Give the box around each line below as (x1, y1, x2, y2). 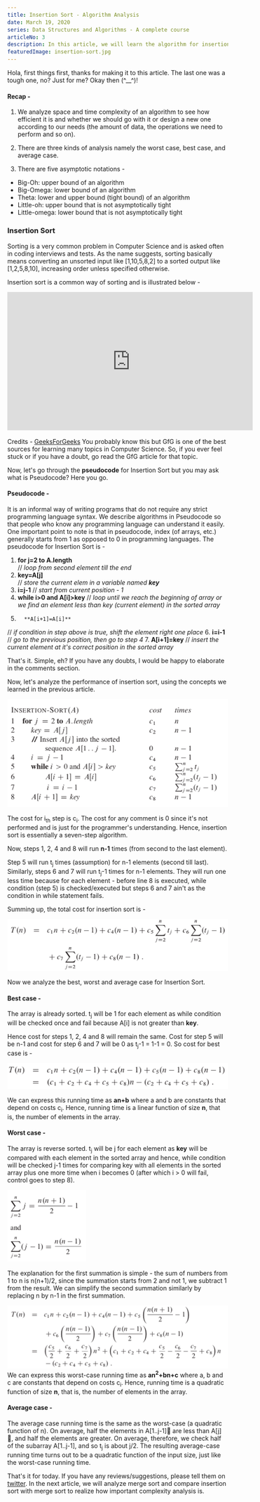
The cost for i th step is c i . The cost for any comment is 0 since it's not (7, 814, 208, 825)
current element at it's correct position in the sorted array (7, 643, 174, 651)
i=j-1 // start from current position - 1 (17, 585, 124, 594)
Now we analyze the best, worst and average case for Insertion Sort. (7, 978, 205, 986)
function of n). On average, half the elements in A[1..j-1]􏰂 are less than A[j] (7, 1427, 222, 1435)
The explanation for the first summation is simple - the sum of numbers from (7, 1269, 228, 1277)
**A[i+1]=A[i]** (24, 615, 71, 622)
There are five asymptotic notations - (17, 165, 125, 174)
